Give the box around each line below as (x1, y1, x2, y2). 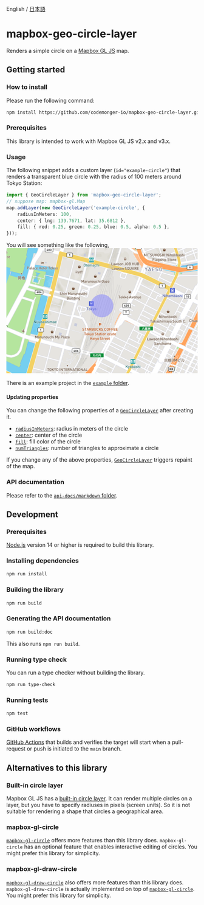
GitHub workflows (6, 724, 61, 733)
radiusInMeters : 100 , (17, 211, 72, 217)
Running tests (6, 696, 49, 704)
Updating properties (6, 393, 59, 400)
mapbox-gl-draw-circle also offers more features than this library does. (6, 878, 184, 886)
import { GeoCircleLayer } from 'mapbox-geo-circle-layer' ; (6, 192, 162, 198)
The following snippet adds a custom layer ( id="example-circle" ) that (6, 167, 181, 174)
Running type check (6, 655, 67, 664)
